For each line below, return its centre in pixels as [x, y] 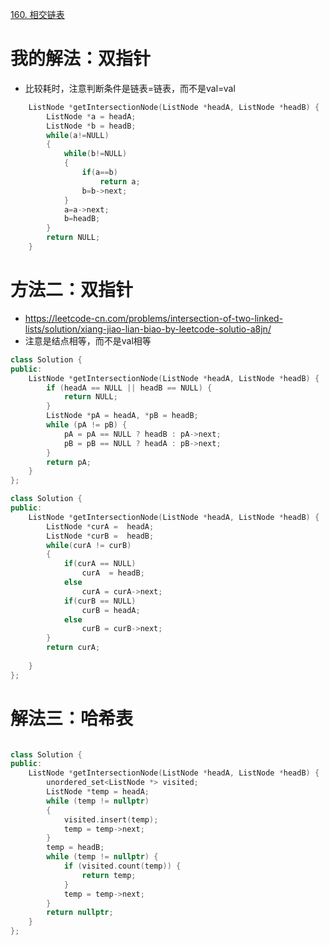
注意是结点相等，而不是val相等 [88, 340]
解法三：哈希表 [72, 718]
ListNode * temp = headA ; [98, 792]
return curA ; [73, 648]
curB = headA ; [111, 610]
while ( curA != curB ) [89, 545]
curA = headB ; [113, 573]
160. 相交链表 [37, 14]
